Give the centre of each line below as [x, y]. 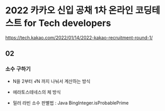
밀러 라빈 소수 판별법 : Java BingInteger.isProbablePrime [70, 103]
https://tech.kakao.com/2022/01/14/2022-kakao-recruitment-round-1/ [79, 37]
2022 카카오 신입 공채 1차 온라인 [69, 10]
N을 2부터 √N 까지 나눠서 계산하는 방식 [52, 81]
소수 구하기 [18, 69]
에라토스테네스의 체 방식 [37, 92]
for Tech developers [67, 23]
